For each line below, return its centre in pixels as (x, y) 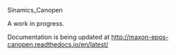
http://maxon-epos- (140, 37)
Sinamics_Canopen (35, 10)
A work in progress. (36, 23)
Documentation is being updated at (59, 37)
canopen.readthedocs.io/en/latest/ (58, 44)
